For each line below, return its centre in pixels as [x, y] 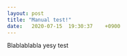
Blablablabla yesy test [38, 46]
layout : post [26, 13]
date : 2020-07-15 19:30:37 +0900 [64, 26]
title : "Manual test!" [39, 20]
